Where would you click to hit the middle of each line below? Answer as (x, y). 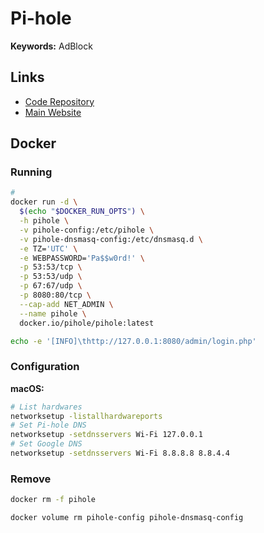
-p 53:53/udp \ (51, 277)
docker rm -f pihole (53, 500)
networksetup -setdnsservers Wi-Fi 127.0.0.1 (106, 435)
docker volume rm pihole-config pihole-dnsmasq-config (127, 518)
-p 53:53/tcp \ (51, 267)
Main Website (53, 112)
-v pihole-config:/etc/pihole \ (87, 230)
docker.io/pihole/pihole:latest (87, 323)
